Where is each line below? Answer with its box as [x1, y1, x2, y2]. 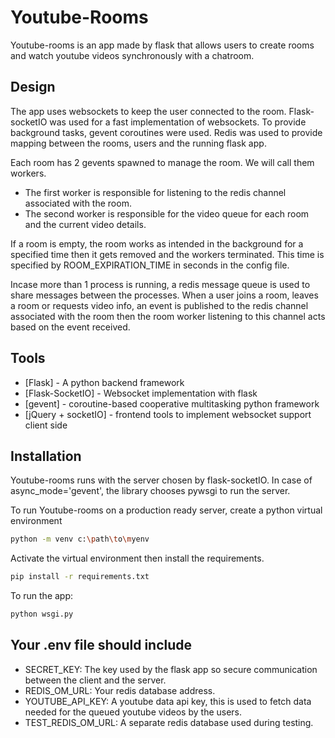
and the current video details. [24, 218, 147, 230]
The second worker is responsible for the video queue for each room [24, 207, 310, 220]
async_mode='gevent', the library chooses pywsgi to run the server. [10, 485, 291, 497]
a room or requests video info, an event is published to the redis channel [10, 299, 309, 311]
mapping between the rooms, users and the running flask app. [10, 137, 267, 149]
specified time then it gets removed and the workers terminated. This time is [10, 248, 325, 260]
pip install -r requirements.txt [10, 572, 150, 582]
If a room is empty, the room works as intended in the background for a [10, 237, 304, 250]
